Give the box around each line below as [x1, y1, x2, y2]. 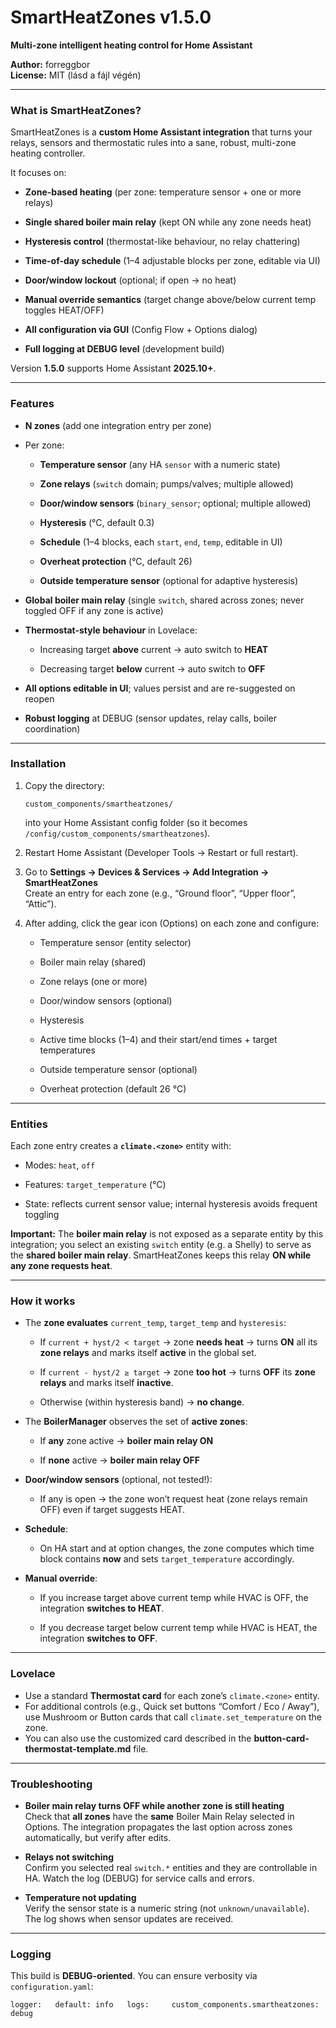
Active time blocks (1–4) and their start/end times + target [39, 1033, 278, 1045]
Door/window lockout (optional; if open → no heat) [24, 274, 237, 286]
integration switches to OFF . [39, 1632, 158, 1645]
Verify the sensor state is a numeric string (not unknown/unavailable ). [24, 1902, 310, 1915]
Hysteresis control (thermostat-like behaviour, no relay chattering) [24, 236, 301, 248]
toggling [24, 1209, 60, 1221]
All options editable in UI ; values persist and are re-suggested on [24, 682, 296, 694]
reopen [24, 692, 55, 705]
